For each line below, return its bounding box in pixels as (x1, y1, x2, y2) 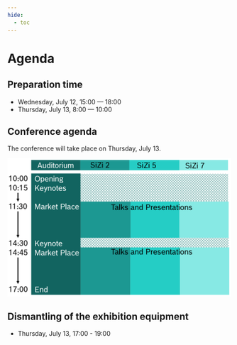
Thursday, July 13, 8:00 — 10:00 (17, 105, 112, 114)
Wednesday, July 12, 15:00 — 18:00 (17, 97, 122, 106)
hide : (7, 11, 23, 18)
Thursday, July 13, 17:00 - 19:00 (17, 329, 111, 338)
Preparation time (7, 79, 83, 91)
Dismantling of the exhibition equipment (7, 310, 189, 322)
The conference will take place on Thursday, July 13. (7, 144, 161, 153)
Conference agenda (7, 125, 97, 138)
